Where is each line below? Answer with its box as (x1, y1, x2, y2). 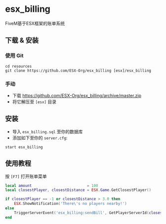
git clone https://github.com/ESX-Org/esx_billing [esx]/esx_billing (5, 68, 152, 73)
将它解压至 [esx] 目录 (12, 99, 57, 105)
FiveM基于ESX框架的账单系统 (5, 20, 65, 26)
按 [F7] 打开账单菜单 (5, 173, 47, 179)
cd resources (5, 64, 32, 69)
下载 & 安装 (5, 36, 39, 45)
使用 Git (5, 52, 24, 59)
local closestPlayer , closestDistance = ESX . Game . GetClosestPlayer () (5, 187, 152, 193)
